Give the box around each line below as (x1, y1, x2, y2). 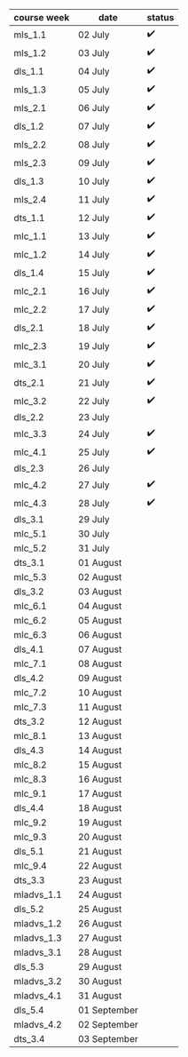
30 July (78, 528, 110, 540)
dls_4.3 (13, 744, 44, 756)
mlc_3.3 (13, 427, 47, 440)
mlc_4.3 (13, 497, 47, 509)
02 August (78, 571, 122, 583)
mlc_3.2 (13, 394, 47, 407)
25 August (78, 903, 122, 915)
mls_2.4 (13, 193, 47, 205)
